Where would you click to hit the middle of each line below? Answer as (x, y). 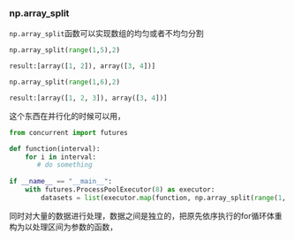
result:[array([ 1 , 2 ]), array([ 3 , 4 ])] (83, 66)
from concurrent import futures (68, 132)
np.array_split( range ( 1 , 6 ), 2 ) (65, 82)
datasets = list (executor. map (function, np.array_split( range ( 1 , (164, 198)
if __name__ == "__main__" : (61, 182)
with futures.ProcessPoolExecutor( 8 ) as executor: (120, 190)
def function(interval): (55, 148)
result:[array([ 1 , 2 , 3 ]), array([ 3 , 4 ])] (88, 98)
